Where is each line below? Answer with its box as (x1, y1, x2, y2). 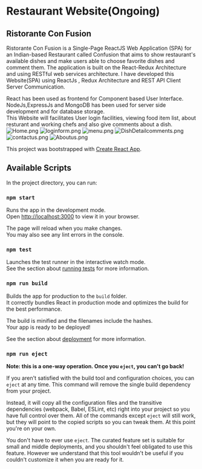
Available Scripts (6, 163, 71, 174)
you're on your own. (6, 425, 56, 432)
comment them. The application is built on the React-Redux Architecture (6, 64, 186, 71)
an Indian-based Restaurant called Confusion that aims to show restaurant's (6, 51, 196, 58)
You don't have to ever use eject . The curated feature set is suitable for (6, 437, 185, 444)
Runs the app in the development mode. (6, 206, 106, 214)
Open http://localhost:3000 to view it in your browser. (6, 213, 140, 220)
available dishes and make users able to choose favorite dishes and (6, 58, 175, 64)
